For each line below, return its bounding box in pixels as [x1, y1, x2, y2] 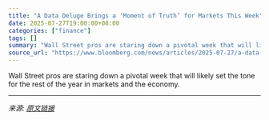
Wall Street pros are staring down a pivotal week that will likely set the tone [8, 71, 255, 80]
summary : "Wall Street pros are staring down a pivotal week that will [8, 42, 252, 50]
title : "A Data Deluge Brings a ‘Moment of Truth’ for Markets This [8, 11, 242, 20]
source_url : [8, 49, 48, 57]
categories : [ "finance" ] [8, 26, 91, 34]
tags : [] [8, 34, 38, 42]
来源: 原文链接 [8, 103, 54, 113]
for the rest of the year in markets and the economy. [8, 79, 180, 89]
